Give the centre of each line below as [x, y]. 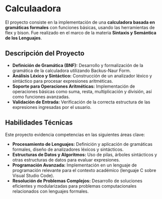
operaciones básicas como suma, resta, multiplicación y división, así [82, 91]
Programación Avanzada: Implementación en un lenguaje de [75, 165]
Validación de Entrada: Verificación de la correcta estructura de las [81, 102]
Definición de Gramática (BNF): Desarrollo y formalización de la [78, 65]
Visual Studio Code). [33, 175]
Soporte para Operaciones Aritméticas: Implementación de [74, 86]
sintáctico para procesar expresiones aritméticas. [63, 81]
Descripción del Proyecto [45, 53]
